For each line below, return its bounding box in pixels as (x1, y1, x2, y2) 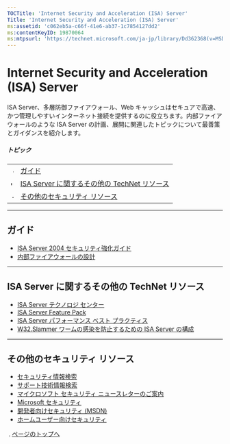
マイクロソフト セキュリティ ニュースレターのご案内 (16, 390, 164, 398)
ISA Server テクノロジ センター (16, 300, 105, 308)
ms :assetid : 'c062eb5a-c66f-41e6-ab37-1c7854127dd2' (7, 23, 161, 29)
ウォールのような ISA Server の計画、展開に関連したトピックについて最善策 (7, 121, 220, 129)
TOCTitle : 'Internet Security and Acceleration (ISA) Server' (7, 10, 188, 17)
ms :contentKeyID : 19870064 (7, 29, 84, 36)
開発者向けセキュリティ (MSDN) (16, 407, 107, 415)
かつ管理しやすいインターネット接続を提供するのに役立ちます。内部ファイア (7, 112, 222, 120)
